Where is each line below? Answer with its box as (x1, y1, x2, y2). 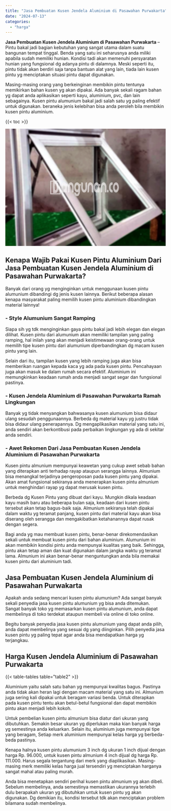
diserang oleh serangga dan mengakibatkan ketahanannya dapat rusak (5, 516, 154, 522)
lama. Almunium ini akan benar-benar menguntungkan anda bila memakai (5, 553, 160, 559)
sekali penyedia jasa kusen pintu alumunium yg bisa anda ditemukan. (5, 600, 150, 607)
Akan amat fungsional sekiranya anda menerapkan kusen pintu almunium (5, 479, 159, 485)
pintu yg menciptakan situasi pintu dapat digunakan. (5, 72, 115, 78)
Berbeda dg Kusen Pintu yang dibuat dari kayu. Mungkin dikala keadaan (5, 494, 156, 500)
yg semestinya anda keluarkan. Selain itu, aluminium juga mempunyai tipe (5, 726, 160, 732)
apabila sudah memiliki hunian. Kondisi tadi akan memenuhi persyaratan (5, 55, 157, 61)
